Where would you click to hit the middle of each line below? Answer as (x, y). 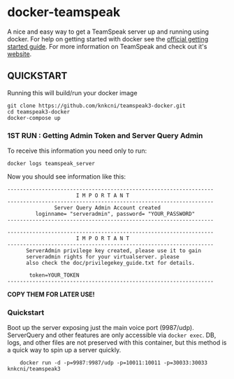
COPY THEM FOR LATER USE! (51, 294)
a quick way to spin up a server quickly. (64, 350)
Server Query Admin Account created (107, 208)
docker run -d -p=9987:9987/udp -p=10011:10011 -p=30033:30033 (114, 363)
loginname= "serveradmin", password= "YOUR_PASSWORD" (115, 214)
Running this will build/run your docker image (72, 92)
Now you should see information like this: (67, 177)
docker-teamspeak (64, 12)
